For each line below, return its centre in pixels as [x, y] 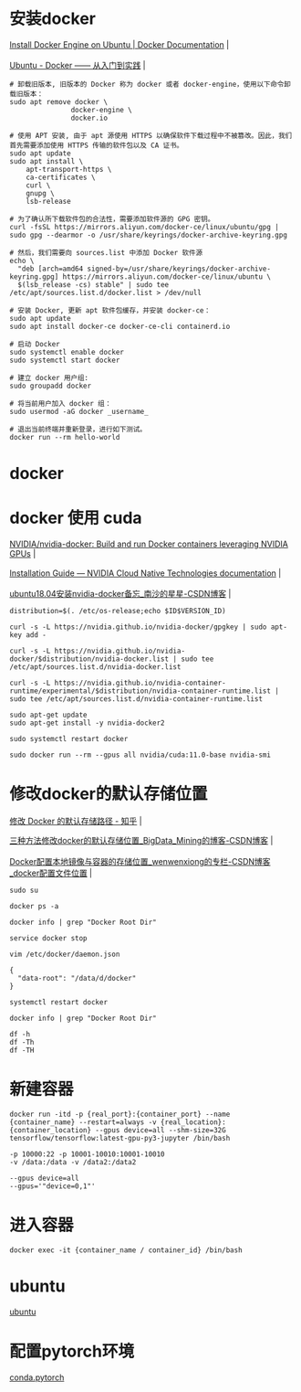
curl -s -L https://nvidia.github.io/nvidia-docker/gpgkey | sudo [138, 627]
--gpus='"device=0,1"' [52, 1186]
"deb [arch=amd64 [51, 269]
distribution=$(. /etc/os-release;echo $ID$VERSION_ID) [118, 611]
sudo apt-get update [49, 715]
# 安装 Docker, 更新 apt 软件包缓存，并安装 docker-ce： [110, 310]
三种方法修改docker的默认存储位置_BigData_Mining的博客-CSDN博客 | [141, 840]
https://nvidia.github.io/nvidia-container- [140, 683]
